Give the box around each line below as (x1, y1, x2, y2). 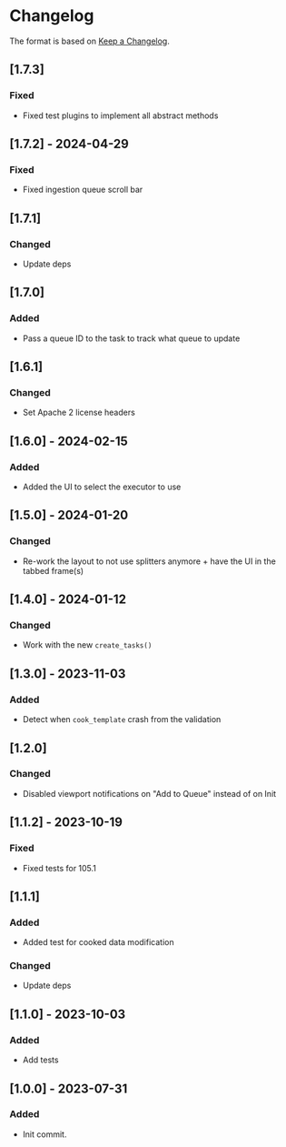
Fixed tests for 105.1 (22, 862, 97, 873)
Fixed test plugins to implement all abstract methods (22, 110, 219, 121)
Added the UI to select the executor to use (22, 481, 182, 492)
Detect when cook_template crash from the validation (22, 714, 222, 725)
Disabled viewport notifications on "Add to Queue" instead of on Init (22, 788, 277, 799)
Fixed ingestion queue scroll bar (22, 184, 143, 196)
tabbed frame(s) (22, 565, 84, 576)
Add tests (22, 1054, 59, 1065)
